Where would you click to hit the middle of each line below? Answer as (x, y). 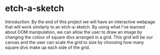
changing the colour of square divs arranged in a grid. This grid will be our (79, 37)
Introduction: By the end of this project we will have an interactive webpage (80, 22)
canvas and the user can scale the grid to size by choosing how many (74, 42)
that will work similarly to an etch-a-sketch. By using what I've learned (75, 27)
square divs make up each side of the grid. (48, 47)
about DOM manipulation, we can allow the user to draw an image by (74, 32)
